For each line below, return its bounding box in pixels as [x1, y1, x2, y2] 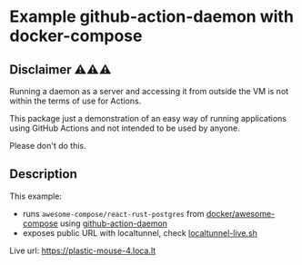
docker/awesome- [206, 208, 276, 219]
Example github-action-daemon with [9, 6, 294, 27]
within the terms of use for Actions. [9, 95, 142, 106]
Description [9, 166, 77, 182]
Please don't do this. [9, 141, 86, 151]
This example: [9, 191, 62, 201]
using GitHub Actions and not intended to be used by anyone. [9, 123, 240, 133]
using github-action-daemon [59, 218, 168, 229]
